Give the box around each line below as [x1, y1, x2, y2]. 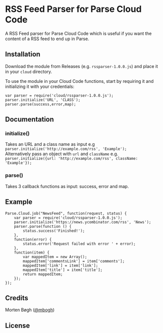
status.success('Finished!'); [23, 228, 85, 233]
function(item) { [14, 250, 50, 255]
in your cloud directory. [5, 68, 52, 74]
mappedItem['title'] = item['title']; [23, 267, 103, 272]
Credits [5, 294, 29, 302]
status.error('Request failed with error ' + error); [23, 241, 136, 246]
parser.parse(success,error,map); [5, 102, 77, 107]
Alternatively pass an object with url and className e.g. [5, 151, 119, 157]
